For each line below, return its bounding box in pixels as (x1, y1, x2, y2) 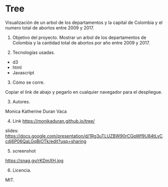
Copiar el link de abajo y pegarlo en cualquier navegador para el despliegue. (5, 89, 162, 95)
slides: (5, 128, 19, 134)
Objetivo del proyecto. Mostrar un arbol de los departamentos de (12, 34, 146, 40)
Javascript (12, 69, 34, 75)
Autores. (12, 98, 30, 105)
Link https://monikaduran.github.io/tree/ (12, 118, 95, 124)
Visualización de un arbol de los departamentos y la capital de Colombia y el (5, 19, 162, 25)
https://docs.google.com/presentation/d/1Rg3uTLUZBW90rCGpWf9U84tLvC (5, 133, 163, 139)
